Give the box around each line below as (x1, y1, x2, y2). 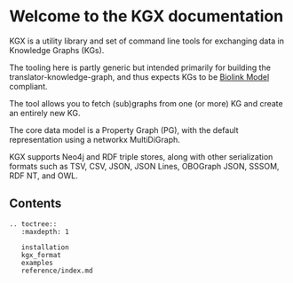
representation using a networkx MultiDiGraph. (9, 134, 180, 145)
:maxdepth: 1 (20, 227, 69, 236)
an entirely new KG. (9, 107, 81, 118)
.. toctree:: (9, 219, 58, 228)
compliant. (9, 81, 48, 91)
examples (20, 258, 53, 267)
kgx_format (20, 250, 62, 259)
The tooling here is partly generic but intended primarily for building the (9, 62, 271, 73)
